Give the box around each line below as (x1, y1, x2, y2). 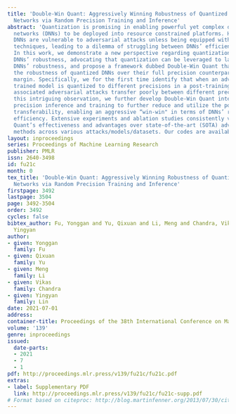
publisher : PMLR (7, 148, 55, 155)
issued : (7, 337, 30, 345)
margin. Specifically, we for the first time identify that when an (13, 75, 218, 83)
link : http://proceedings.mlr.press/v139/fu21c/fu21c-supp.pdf (13, 390, 202, 397)
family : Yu (13, 259, 46, 266)
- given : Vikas (7, 279, 52, 286)
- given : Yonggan (7, 239, 58, 246)
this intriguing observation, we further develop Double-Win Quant (13, 96, 216, 103)
